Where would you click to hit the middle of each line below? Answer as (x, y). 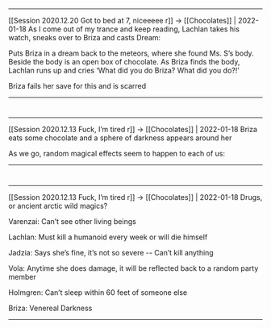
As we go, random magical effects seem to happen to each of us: (117, 154)
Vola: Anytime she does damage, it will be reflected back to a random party (133, 268)
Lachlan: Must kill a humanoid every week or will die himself (108, 237)
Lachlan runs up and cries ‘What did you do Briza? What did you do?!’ (124, 71)
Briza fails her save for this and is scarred (77, 86)
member (22, 276)
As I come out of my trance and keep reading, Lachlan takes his (134, 29)
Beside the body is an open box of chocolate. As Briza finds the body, (124, 62)
